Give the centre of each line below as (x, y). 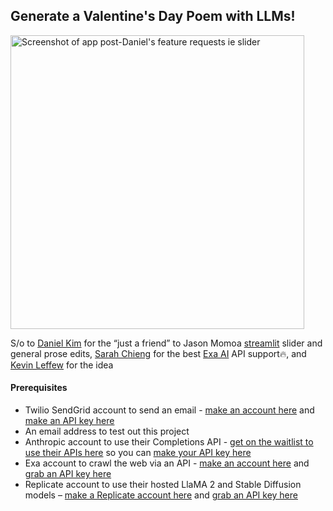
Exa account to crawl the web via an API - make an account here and (167, 463)
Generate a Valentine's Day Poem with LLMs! (153, 16)
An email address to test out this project (107, 431)
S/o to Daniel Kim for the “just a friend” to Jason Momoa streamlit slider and (166, 343)
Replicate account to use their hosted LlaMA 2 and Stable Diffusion (163, 485)
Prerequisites (39, 388)
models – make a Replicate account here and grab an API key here (161, 495)
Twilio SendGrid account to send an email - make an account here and (169, 410)
